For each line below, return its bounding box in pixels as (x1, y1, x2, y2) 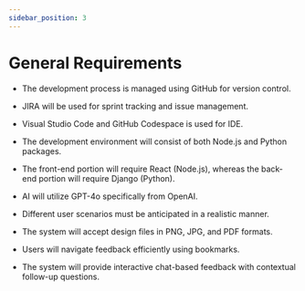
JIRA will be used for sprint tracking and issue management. (21, 100, 248, 111)
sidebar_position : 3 (8, 13, 88, 23)
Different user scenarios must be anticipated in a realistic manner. (21, 208, 270, 219)
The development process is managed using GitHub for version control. (21, 83, 291, 94)
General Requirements (8, 52, 183, 73)
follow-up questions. (21, 271, 100, 282)
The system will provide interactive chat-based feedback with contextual (21, 261, 296, 272)
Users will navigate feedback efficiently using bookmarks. (21, 244, 240, 255)
